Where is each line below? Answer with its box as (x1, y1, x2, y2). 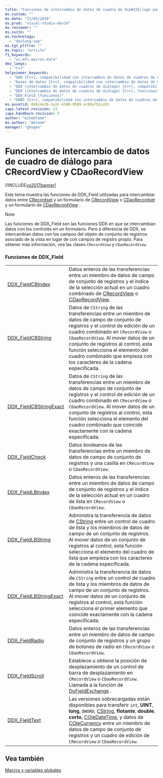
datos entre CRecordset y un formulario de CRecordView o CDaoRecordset (5, 197, 155, 203)
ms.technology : (5, 35, 36, 39)
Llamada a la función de (68, 681, 124, 688)
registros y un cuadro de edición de (68, 732, 150, 739)
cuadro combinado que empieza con (68, 353, 153, 359)
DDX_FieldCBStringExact (7, 403, 65, 410)
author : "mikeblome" (5, 115, 47, 121)
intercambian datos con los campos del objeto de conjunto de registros (5, 231, 147, 237)
